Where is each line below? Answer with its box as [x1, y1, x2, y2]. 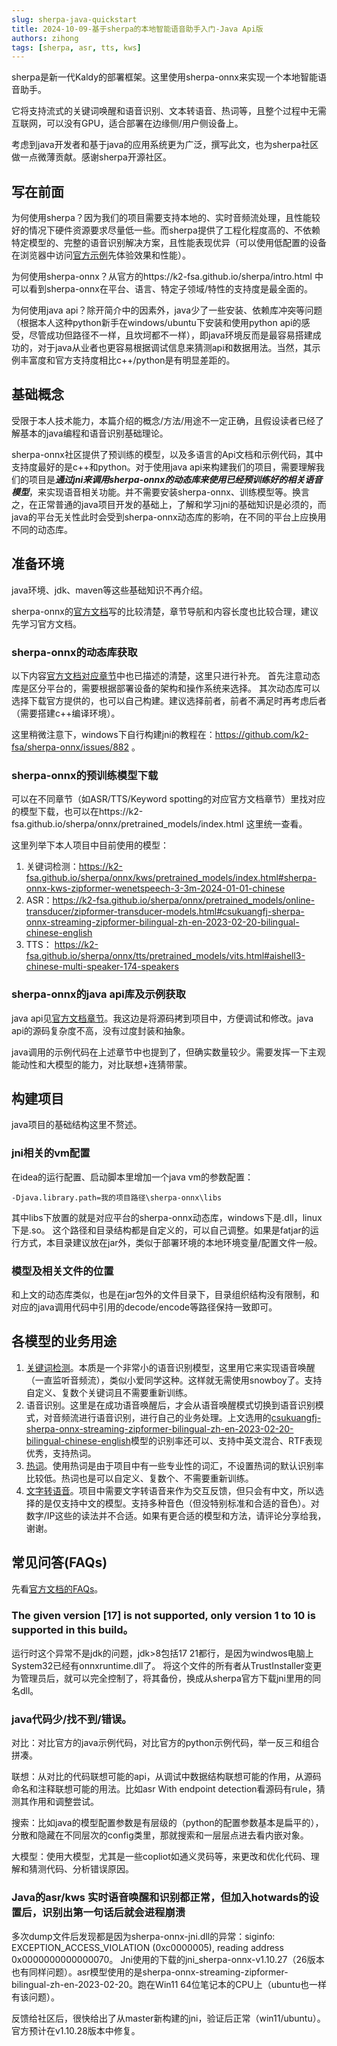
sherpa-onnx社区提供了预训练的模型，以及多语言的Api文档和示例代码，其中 [11, 448, 324, 460]
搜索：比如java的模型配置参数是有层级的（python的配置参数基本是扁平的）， [11, 1817, 324, 1829]
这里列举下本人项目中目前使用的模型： [11, 839, 169, 851]
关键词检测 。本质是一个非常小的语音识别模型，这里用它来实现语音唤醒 [25, 1361, 316, 1373]
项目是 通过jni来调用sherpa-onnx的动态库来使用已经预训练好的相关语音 [28, 473, 323, 485]
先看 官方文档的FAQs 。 [11, 1582, 104, 1595]
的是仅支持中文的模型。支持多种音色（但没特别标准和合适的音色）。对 [34, 1497, 320, 1509]
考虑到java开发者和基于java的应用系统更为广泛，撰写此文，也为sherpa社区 [11, 139, 319, 151]
